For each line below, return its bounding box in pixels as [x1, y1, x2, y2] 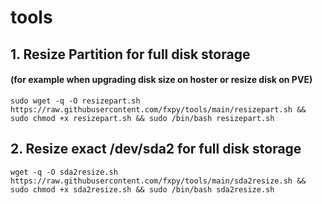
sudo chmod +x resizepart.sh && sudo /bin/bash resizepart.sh [10, 113, 275, 123]
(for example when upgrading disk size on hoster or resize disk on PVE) [10, 74, 313, 86]
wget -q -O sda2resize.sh [10, 167, 118, 177]
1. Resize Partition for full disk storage [10, 46, 251, 63]
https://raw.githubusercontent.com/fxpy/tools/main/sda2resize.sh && [10, 176, 307, 186]
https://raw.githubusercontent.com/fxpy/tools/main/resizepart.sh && [10, 104, 307, 115]
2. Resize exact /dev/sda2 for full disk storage [10, 141, 302, 158]
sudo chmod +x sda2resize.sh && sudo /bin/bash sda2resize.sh [10, 184, 275, 195]
